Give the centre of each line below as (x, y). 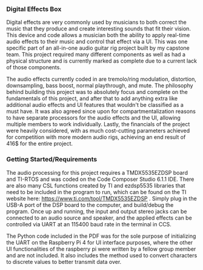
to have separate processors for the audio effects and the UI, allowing (93, 118)
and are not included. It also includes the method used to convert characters (102, 255)
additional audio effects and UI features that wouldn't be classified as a (95, 105)
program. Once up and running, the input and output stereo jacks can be (97, 211)
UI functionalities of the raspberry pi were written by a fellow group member (101, 249)
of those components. (34, 67)
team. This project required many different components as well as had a (96, 55)
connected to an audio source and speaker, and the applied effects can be (99, 218)
